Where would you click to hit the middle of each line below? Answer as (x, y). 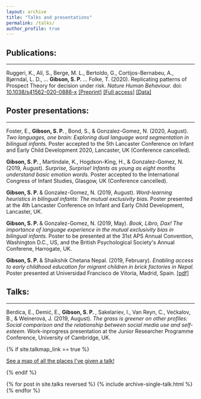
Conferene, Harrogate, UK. (39, 248)
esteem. (16, 331)
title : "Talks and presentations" (49, 17)
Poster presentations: (48, 111)
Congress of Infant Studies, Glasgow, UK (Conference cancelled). (87, 181)
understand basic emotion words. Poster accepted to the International (93, 174)
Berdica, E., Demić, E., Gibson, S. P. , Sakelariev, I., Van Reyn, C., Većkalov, (98, 312)
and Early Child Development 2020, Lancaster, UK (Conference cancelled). (98, 150)
